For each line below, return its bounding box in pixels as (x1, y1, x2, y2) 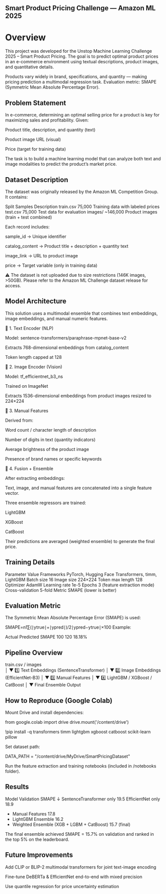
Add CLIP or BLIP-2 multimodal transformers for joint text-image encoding (5, 864, 157, 870)
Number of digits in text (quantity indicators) (5, 437, 96, 443)
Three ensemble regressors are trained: (5, 500, 86, 506)
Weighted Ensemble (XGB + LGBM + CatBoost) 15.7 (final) (12, 821, 131, 827)
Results (5, 782, 29, 791)
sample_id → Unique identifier (5, 233, 67, 239)
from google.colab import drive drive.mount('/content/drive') (5, 719, 129, 725)
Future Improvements (5, 851, 73, 859)
